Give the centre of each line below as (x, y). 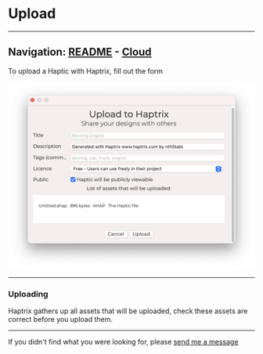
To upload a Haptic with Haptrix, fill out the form (85, 70)
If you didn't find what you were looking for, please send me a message (123, 341)
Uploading (28, 294)
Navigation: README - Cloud (80, 52)
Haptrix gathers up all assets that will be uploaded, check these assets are (128, 311)
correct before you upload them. (61, 319)
